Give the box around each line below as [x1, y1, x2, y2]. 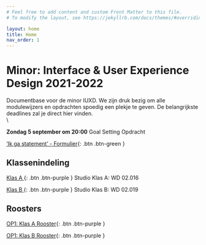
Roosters [6, 203, 42, 214]
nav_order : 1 [6, 37, 40, 43]
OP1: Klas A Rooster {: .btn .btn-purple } [6, 220, 105, 227]
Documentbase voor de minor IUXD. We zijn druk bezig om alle [6, 97, 166, 104]
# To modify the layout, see [6, 15, 81, 21]
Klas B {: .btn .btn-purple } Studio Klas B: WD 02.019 [6, 186, 139, 193]
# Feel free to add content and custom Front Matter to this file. [6, 9, 183, 15]
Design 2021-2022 [6, 77, 104, 91]
